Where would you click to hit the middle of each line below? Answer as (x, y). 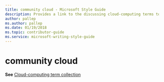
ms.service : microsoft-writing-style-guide (50, 37)
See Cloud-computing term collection (43, 74)
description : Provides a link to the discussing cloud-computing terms (79, 14)
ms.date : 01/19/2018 (26, 28)
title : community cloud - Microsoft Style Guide (55, 10)
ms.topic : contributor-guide (35, 32)
